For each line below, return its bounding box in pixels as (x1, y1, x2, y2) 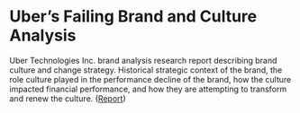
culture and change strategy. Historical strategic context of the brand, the (9, 65, 283, 75)
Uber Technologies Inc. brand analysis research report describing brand (9, 55, 277, 65)
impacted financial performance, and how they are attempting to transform (9, 83, 287, 94)
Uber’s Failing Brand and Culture (9, 6, 258, 27)
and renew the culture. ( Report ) (9, 92, 126, 104)
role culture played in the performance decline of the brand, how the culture (9, 74, 292, 84)
